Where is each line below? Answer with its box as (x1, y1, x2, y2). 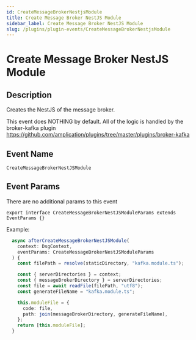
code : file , (22, 305, 53, 311)
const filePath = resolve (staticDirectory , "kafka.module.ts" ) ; (17, 260, 184, 266)
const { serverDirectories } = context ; (17, 271, 122, 278)
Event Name (6, 148, 54, 159)
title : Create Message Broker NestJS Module (6, 15, 122, 21)
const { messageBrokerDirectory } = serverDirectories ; (17, 277, 163, 284)
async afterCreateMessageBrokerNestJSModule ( (12, 237, 130, 244)
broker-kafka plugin (6, 124, 56, 132)
